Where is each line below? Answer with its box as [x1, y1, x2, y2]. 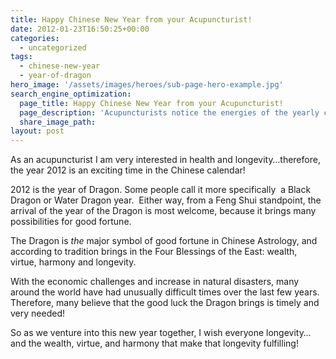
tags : [10, 52, 33, 62]
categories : [10, 33, 60, 43]
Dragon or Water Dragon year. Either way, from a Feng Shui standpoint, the [10, 194, 322, 206]
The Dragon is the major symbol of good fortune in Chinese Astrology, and [10, 235, 318, 247]
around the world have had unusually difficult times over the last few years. [10, 286, 320, 298]
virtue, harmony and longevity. [10, 256, 137, 268]
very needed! [10, 307, 65, 320]
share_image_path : [19, 117, 97, 127]
